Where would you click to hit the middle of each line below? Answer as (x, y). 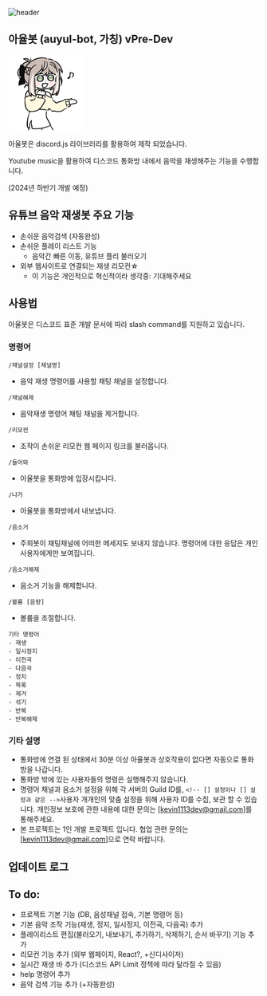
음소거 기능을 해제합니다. (58, 585)
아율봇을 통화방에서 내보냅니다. (68, 510)
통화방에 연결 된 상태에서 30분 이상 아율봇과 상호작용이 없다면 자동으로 (130, 760)
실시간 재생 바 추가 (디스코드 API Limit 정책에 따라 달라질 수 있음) (120, 964)
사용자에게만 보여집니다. (57, 553)
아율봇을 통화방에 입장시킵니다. (68, 478)
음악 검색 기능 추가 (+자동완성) (67, 984)
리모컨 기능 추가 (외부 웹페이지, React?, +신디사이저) (102, 955)
